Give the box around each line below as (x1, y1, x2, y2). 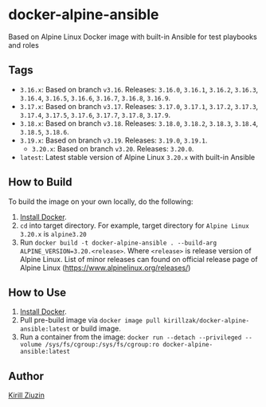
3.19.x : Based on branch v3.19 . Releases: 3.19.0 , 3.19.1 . (19, 135, 208, 145)
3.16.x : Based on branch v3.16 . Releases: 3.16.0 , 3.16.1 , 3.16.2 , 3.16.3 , (19, 84, 259, 94)
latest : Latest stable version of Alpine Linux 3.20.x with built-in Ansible (19, 152, 256, 162)
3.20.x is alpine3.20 (19, 229, 87, 238)
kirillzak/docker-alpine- (163, 317, 250, 325)
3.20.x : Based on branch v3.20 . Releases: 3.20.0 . (31, 143, 194, 153)
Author (8, 369, 44, 383)
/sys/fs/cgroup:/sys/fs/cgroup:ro (45, 341, 159, 349)
